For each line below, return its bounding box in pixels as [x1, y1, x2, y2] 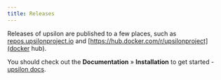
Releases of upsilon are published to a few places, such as [7, 29, 177, 38]
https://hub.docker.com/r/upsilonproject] [90, 36, 208, 45]
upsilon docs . [7, 65, 47, 73]
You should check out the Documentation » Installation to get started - [7, 57, 215, 66]
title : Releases [7, 10, 55, 17]
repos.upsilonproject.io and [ [7, 36, 91, 45]
